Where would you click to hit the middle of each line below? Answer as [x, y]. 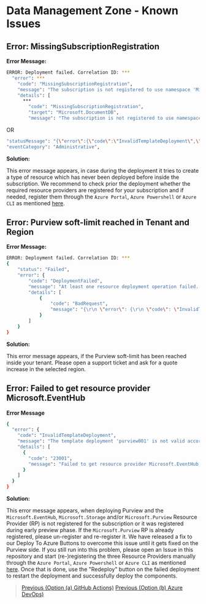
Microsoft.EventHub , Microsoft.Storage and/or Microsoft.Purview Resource [102, 517]
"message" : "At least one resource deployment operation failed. [114, 286]
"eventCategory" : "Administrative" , [53, 147]
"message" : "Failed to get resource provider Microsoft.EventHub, [115, 464]
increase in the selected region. [46, 369]
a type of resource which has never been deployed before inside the [93, 177]
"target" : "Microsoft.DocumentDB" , [74, 112]
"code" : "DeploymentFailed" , [66, 281]
